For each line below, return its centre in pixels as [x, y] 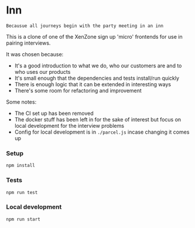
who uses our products [42, 72]
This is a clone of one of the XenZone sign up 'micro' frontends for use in [94, 36]
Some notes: [21, 102]
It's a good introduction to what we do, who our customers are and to [98, 66]
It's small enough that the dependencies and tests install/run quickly [97, 78]
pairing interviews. [28, 43]
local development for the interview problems [69, 125]
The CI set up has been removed [54, 113]
